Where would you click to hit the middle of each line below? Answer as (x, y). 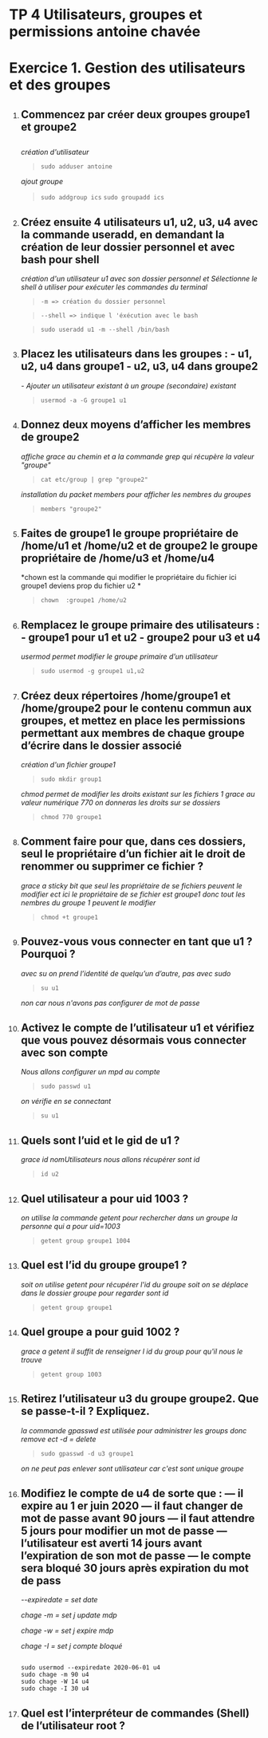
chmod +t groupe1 (69, 917)
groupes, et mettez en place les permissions (133, 721)
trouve (31, 1360)
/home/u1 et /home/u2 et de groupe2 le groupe (139, 545)
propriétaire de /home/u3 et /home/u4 (117, 558)
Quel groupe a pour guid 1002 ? (100, 1332)
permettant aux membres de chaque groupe (133, 733)
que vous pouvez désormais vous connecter (133, 1040)
